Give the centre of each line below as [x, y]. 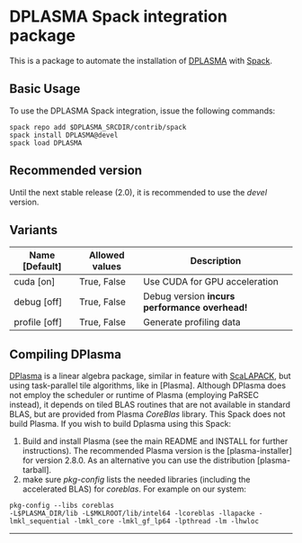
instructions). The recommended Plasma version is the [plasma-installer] [157, 451]
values [107, 267]
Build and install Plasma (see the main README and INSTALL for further [155, 441]
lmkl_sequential [40, 521]
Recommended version [75, 171]
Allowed [107, 256]
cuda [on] [35, 282]
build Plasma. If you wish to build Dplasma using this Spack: [120, 424]
